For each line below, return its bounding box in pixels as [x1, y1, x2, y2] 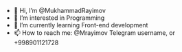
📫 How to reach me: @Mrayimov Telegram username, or [13, 29, 175, 37]
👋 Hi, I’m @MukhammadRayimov [13, 7, 106, 14]
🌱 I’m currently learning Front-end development [13, 21, 148, 29]
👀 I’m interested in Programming [13, 14, 105, 22]
